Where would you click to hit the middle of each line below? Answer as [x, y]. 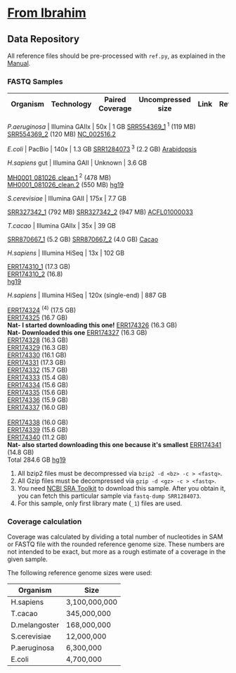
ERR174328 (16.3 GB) [38, 340]
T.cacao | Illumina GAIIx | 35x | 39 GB [61, 226]
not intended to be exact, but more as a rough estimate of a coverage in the [117, 552]
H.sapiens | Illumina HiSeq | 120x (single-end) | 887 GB [87, 295]
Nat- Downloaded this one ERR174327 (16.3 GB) [77, 332]
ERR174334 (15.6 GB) [38, 384]
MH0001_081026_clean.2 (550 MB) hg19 [66, 185]
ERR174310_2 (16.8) [35, 274]
